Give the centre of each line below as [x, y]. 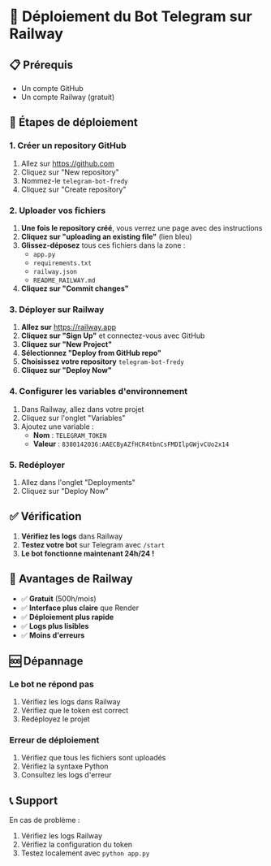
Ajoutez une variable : [57, 427]
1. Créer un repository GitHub [68, 145]
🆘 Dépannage [46, 661]
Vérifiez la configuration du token [77, 845]
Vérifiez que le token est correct [75, 711]
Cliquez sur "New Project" [67, 344]
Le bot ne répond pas [52, 684]
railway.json [55, 271]
